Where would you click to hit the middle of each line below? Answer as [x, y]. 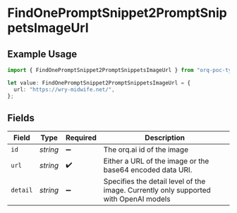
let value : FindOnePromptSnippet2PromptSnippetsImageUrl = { [99, 83]
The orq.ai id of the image [146, 150]
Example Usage [42, 54]
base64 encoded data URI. [148, 170]
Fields [21, 118]
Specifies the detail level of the [154, 181]
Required [81, 138]
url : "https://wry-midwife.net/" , [64, 90]
